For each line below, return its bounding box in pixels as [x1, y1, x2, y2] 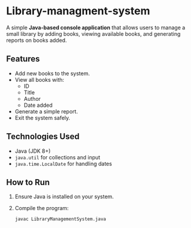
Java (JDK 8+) [14, 147, 51, 155]
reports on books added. [6, 36, 67, 44]
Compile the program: [14, 205, 69, 212]
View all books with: [14, 76, 64, 83]
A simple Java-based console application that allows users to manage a [6, 24, 186, 31]
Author [23, 95, 41, 102]
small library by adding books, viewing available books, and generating [6, 30, 181, 37]
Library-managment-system [6, 4, 150, 18]
